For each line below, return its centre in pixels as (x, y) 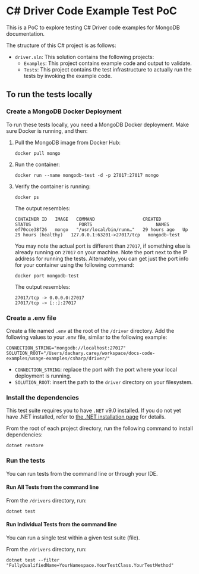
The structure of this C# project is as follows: (61, 45)
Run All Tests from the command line (53, 487)
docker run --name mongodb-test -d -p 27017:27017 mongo (87, 175)
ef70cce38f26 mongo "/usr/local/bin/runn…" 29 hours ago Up (101, 230)
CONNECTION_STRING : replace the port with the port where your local (96, 369)
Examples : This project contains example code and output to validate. (108, 63)
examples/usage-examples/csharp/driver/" (58, 358)
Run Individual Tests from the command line (61, 525)
